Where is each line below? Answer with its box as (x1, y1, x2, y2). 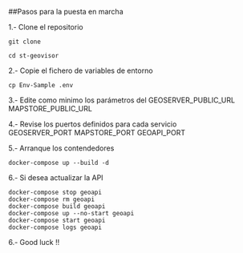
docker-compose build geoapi (8, 203, 106, 211)
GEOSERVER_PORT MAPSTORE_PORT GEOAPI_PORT (8, 128, 186, 137)
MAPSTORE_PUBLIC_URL (8, 104, 92, 113)
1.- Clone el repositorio (8, 22, 83, 31)
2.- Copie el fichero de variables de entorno (8, 66, 154, 75)
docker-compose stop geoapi (8, 188, 103, 196)
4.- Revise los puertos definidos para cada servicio (8, 119, 177, 129)
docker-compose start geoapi (8, 216, 106, 224)
